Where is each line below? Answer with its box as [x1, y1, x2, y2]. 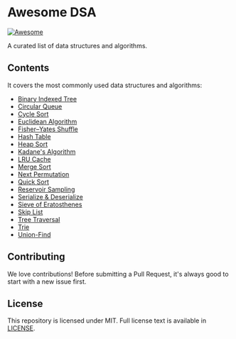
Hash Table [17, 132, 51, 140]
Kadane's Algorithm [17, 147, 76, 156]
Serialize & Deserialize [17, 192, 83, 201]
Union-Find [17, 230, 51, 238]
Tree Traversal [17, 215, 60, 223]
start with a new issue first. [7, 277, 87, 286]
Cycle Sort [17, 109, 49, 118]
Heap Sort [17, 140, 48, 148]
